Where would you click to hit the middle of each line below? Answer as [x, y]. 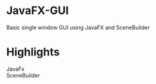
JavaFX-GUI [37, 11]
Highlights [33, 52]
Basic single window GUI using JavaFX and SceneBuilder [78, 27]
